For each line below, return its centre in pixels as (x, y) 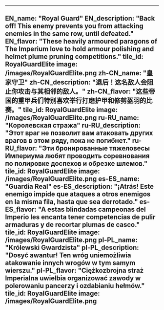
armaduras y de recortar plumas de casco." (72, 225)
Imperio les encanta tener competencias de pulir (80, 217)
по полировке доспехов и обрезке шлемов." (76, 164)
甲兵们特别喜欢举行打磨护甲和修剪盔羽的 (85, 101)
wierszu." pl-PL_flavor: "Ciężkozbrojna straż (74, 271)
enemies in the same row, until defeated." (70, 34)
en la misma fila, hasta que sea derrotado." (72, 202)
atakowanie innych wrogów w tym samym (70, 263)
